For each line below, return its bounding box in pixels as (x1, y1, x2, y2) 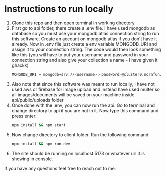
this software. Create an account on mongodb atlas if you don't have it (11, 36, 157, 42)
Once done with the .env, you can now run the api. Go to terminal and (11, 102, 155, 108)
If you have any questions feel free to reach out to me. (4, 165, 116, 171)
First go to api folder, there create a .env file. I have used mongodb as (11, 25, 155, 31)
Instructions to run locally (4, 3, 114, 15)
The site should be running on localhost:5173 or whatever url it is (11, 150, 145, 156)
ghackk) (11, 62, 29, 68)
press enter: (11, 113, 37, 119)
